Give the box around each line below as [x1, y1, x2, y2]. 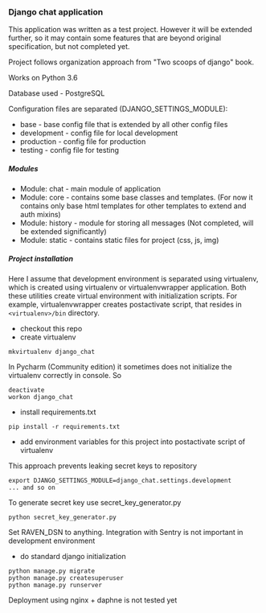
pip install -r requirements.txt [8, 423, 121, 431]
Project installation [8, 253, 74, 263]
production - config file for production [19, 137, 146, 146]
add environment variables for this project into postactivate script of [19, 437, 246, 446]
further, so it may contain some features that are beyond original [8, 33, 222, 43]
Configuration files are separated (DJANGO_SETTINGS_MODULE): [8, 104, 228, 114]
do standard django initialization [19, 552, 126, 562]
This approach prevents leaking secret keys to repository [8, 461, 198, 471]
